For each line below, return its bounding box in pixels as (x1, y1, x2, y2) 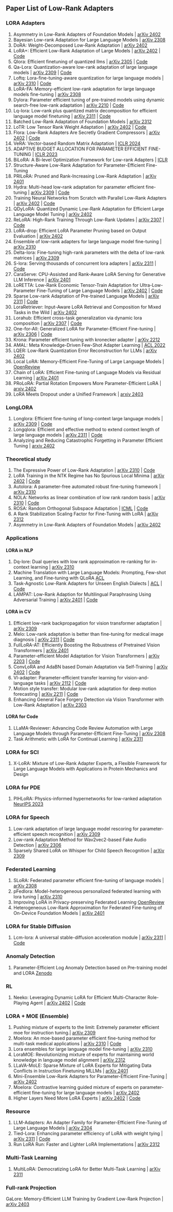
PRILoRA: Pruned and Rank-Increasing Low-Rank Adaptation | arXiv (13, 173, 157, 179)
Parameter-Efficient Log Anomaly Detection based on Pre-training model (13, 964, 167, 970)
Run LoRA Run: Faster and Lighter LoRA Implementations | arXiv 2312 (13, 1141, 160, 1147)
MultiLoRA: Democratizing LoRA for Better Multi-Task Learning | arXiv (13, 1166, 161, 1172)
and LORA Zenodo (13, 970, 52, 976)
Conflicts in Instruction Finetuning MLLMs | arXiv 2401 (13, 1068, 128, 1074)
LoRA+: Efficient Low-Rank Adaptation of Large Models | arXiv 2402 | (13, 47, 161, 53)
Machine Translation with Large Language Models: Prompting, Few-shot (13, 570, 166, 576)
